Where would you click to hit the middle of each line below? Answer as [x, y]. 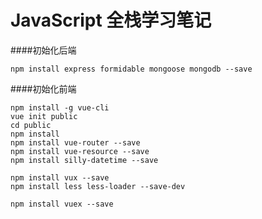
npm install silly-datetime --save [84, 160]
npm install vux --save [60, 177]
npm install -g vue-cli [60, 107]
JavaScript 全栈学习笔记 [111, 20]
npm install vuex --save [62, 204]
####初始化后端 [43, 50]
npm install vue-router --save [75, 142]
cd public [31, 125]
